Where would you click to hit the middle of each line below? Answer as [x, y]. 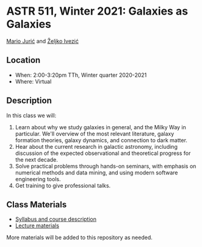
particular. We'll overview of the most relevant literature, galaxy [95, 134]
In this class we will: [31, 115]
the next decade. [36, 159]
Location [23, 60]
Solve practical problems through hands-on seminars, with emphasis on [106, 166]
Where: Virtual [33, 81]
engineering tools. [38, 179]
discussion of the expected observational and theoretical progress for [103, 153]
